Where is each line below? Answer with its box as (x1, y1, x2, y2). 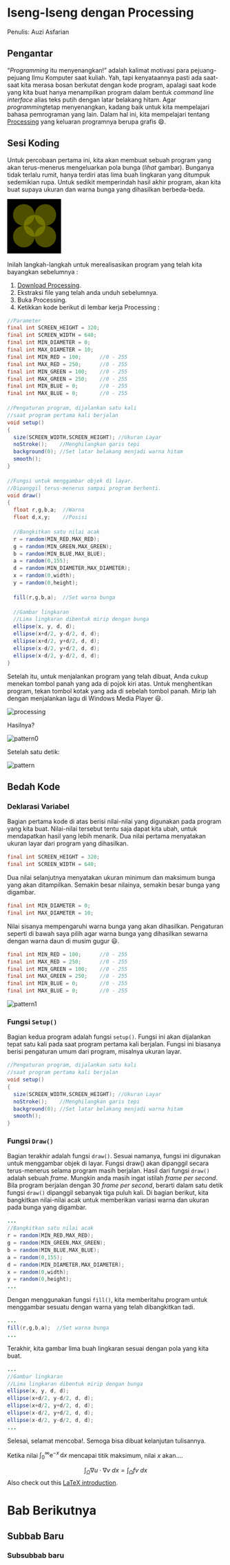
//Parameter (7, 317, 41, 324)
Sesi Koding (7, 137, 60, 149)
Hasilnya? (7, 720, 35, 729)
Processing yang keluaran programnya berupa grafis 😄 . (7, 117, 167, 126)
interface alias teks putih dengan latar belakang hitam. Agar (7, 95, 177, 104)
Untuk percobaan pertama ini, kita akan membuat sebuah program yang (7, 155, 211, 164)
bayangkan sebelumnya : (7, 267, 79, 276)
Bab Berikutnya (7, 1503, 97, 1519)
